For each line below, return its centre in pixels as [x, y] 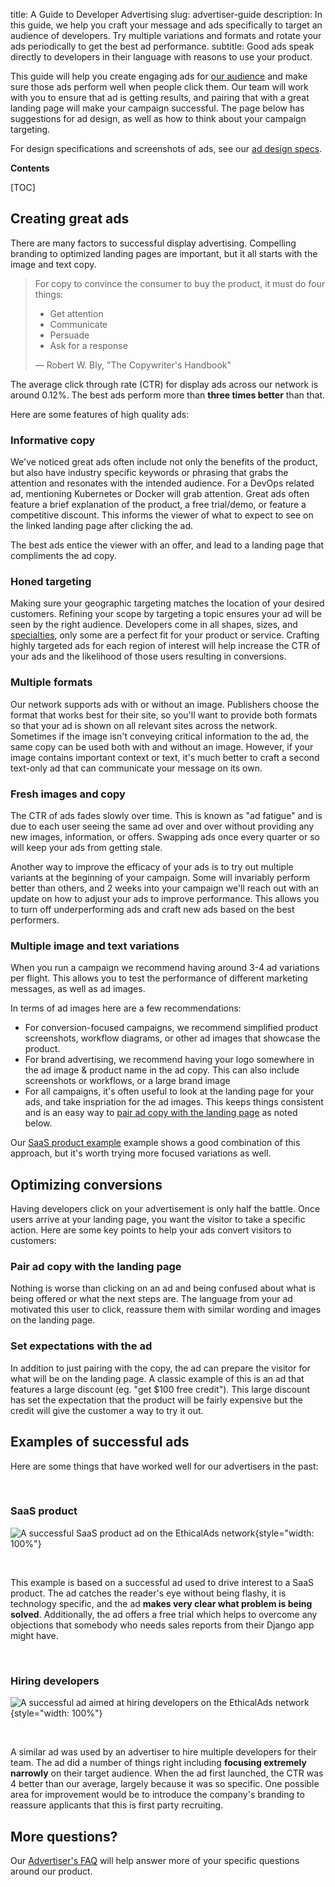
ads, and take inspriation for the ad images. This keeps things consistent [174, 1102]
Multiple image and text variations [95, 946]
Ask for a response [88, 345]
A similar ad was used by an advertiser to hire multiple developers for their [163, 1752]
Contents [30, 168]
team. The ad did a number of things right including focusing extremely [158, 1763]
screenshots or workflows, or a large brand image [127, 1081]
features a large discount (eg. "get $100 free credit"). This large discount [160, 1389]
